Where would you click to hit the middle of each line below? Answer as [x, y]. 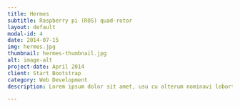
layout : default [31, 27]
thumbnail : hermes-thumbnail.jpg [57, 54]
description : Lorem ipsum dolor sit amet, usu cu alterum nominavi [110, 86]
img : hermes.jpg [31, 47]
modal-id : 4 [25, 34]
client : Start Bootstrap [44, 73]
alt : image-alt [30, 60]
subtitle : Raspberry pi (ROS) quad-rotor [70, 21]
